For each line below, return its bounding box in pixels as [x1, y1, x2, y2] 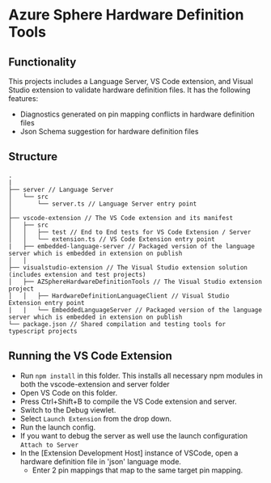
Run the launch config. [19, 422, 96, 432]
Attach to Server [19, 441, 79, 449]
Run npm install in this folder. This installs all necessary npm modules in [19, 371, 263, 380]
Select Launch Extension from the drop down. [19, 413, 172, 423]
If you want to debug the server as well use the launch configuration [19, 430, 248, 440]
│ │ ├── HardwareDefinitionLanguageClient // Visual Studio [8, 291, 230, 300]
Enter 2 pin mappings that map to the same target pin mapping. [32, 465, 243, 475]
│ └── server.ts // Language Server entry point [8, 200, 197, 208]
